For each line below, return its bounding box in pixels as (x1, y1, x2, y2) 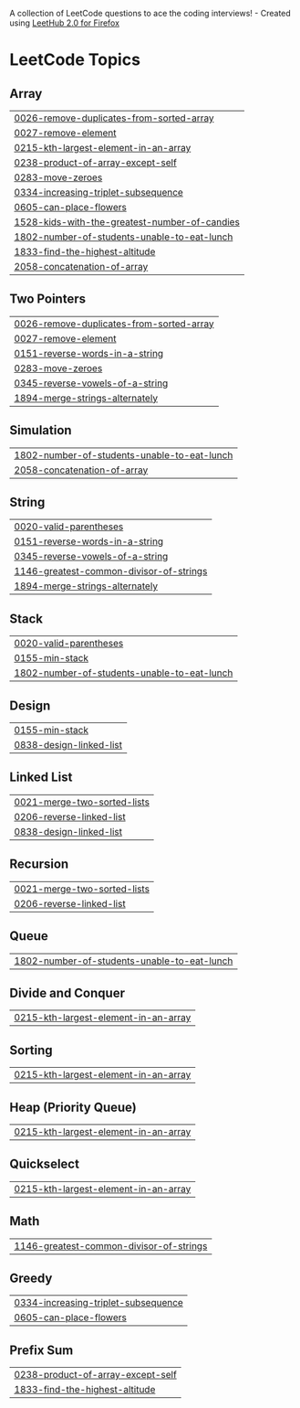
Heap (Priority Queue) (9, 1099, 137, 1115)
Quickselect (9, 1157, 80, 1172)
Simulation (9, 422, 72, 438)
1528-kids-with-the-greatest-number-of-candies (14, 216, 240, 228)
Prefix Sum (9, 1342, 74, 1358)
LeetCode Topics (9, 49, 141, 70)
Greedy (9, 1270, 53, 1285)
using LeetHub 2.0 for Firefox (9, 17, 120, 28)
